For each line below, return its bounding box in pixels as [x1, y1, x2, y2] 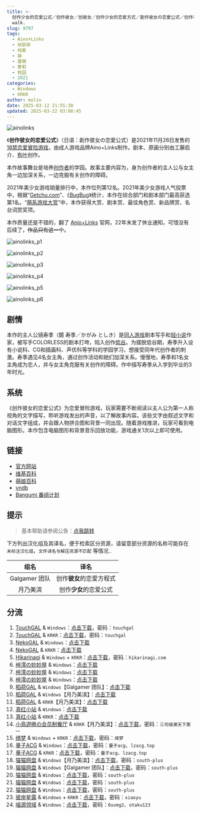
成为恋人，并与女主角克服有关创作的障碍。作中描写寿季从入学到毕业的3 [17, 361, 192, 368]
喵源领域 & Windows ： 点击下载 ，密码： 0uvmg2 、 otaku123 [15, 801, 151, 808]
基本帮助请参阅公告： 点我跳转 [21, 527, 94, 534]
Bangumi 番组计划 [15, 491, 60, 498]
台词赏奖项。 [7, 206, 38, 214]
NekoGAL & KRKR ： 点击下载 [15, 647, 82, 654]
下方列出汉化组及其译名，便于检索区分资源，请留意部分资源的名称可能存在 [7, 540, 189, 547]
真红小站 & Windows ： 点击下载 [15, 706, 88, 713]
